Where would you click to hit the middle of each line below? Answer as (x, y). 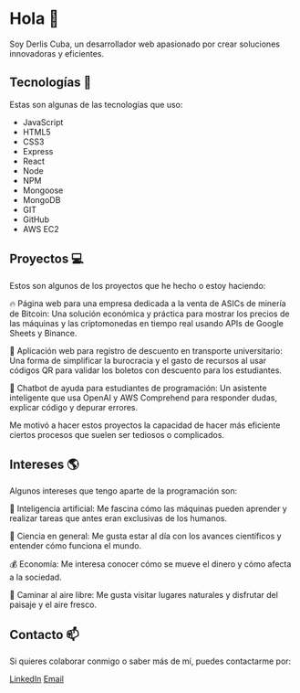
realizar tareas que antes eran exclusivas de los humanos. (119, 518)
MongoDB (41, 199)
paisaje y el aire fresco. (53, 605)
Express (38, 151)
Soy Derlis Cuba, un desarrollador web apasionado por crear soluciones (145, 44)
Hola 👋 (34, 19)
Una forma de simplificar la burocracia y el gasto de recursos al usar (138, 360)
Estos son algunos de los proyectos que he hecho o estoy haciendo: (138, 285)
